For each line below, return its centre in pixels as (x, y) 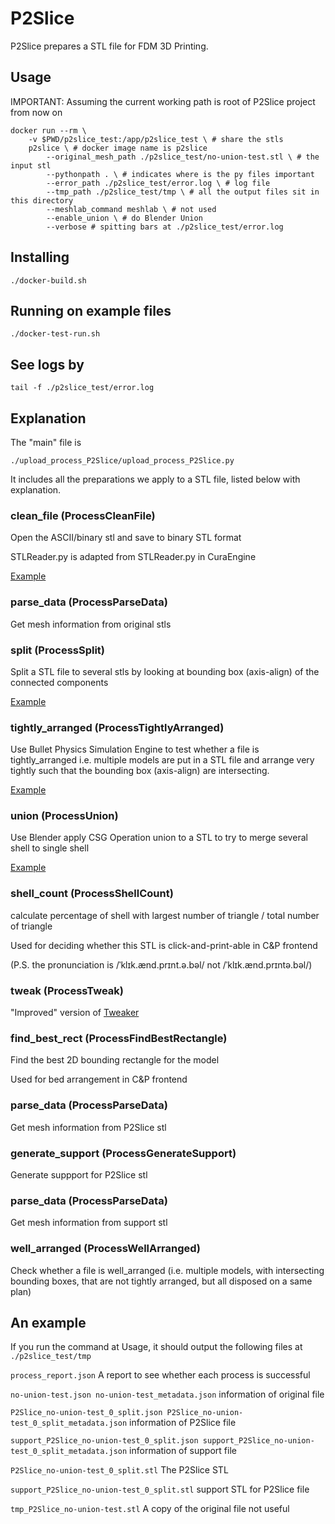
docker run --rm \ (48, 130)
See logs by (47, 364)
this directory (42, 200)
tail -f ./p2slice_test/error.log (82, 388)
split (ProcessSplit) (58, 650)
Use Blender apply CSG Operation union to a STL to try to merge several (159, 838)
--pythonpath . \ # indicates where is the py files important (180, 174)
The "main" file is (46, 442)
